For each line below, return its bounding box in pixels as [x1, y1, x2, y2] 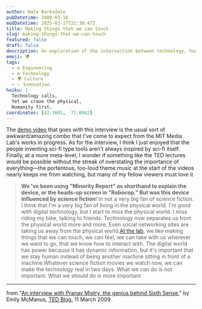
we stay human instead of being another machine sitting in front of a [20, 253, 191, 260]
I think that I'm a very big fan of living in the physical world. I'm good [20, 202, 191, 209]
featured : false [6, 37, 47, 43]
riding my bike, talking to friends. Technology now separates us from [20, 214, 192, 222]
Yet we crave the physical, [11, 98, 82, 104]
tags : [6, 59, 20, 65]
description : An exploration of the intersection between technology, [6, 48, 187, 54]
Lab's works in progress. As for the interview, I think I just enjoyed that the [6, 139, 190, 146]
